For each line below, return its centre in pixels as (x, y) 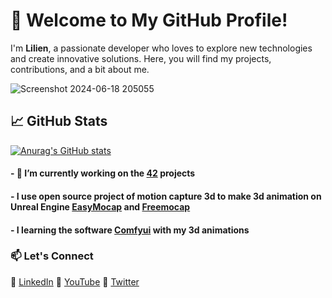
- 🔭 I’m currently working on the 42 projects (103, 173)
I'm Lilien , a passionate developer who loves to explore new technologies (161, 48)
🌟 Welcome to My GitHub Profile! (149, 20)
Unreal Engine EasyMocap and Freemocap (100, 206)
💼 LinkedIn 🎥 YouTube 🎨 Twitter (75, 281)
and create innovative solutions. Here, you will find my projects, (141, 58)
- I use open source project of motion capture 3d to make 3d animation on (166, 196)
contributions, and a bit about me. (80, 69)
